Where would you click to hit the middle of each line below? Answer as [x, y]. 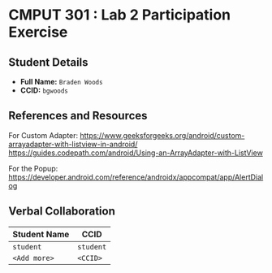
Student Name [41, 234]
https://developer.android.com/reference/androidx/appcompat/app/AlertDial [136, 177]
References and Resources [78, 116]
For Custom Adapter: [43, 135]
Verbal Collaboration [62, 212]
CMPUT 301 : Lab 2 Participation [120, 15]
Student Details [48, 62]
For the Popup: [33, 168]
